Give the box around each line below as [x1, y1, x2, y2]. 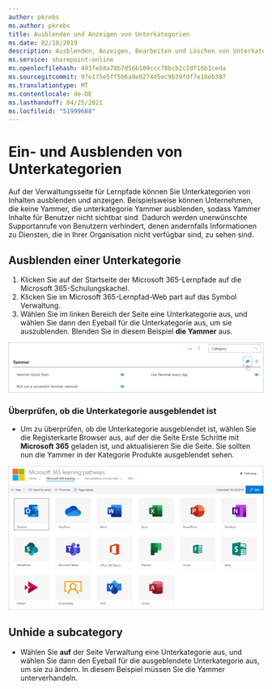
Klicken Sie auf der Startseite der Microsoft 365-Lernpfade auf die [19, 275, 242, 284]
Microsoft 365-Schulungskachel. [19, 283, 130, 293]
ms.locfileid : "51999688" [8, 107, 96, 115]
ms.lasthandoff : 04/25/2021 [8, 98, 104, 107]
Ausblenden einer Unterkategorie [8, 253, 181, 267]
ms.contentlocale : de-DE [8, 90, 92, 98]
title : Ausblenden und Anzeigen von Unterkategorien [8, 30, 190, 38]
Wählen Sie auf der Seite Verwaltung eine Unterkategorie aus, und [19, 647, 243, 657]
